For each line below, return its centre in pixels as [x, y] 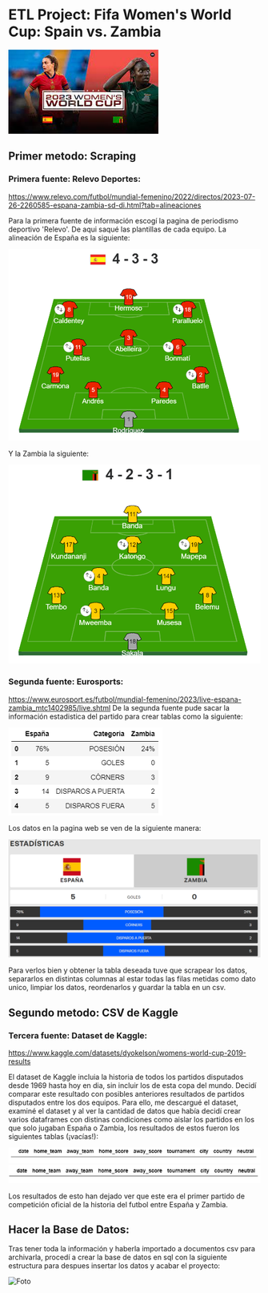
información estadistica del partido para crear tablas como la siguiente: [126, 716]
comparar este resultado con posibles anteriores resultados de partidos [127, 1094]
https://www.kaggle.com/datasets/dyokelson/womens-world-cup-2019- [127, 1053]
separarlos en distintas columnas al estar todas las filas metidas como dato [132, 979]
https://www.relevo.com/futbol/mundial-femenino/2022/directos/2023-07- [132, 196]
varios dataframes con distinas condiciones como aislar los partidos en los [131, 1119]
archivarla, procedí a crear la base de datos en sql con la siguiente [118, 1257]
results [20, 1061]
